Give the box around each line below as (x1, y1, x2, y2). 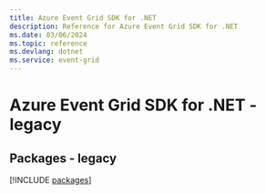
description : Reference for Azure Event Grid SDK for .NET (9, 22, 239, 31)
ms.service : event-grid (9, 56, 100, 65)
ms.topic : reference (9, 38, 88, 48)
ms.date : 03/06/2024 (9, 30, 88, 39)
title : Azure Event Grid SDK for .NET (9, 13, 157, 23)
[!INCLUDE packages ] (9, 175, 92, 185)
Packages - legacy (9, 150, 117, 166)
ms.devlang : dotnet (9, 47, 84, 56)
